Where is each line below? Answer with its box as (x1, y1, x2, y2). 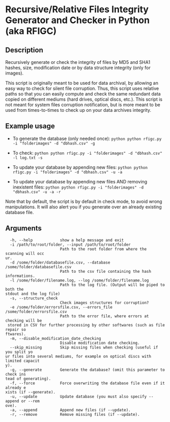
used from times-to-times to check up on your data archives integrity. (5, 107, 152, 113)
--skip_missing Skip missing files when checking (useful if (10, 345, 158, 350)
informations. (5, 273, 36, 278)
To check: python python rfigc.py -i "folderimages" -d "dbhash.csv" (12, 150, 163, 156)
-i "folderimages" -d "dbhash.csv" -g (12, 140, 95, 146)
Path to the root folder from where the (60, 246, 147, 251)
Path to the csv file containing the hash (60, 269, 152, 274)
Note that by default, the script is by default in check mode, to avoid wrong (5, 198, 162, 204)
